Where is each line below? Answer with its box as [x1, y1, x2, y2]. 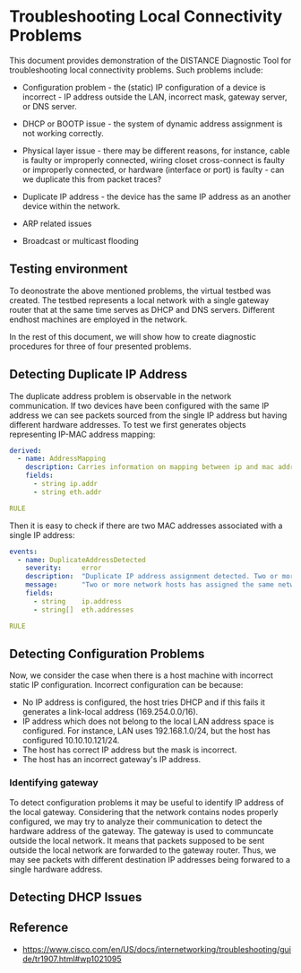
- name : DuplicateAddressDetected [17, 555, 146, 564]
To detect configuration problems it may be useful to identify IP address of [9, 796, 284, 808]
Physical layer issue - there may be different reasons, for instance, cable [21, 145, 290, 156]
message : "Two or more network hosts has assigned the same [25, 580, 275, 589]
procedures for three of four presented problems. [9, 341, 192, 352]
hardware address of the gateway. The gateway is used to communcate [9, 825, 274, 836]
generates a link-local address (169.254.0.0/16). [21, 707, 199, 717]
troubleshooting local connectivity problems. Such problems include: [9, 65, 263, 75]
